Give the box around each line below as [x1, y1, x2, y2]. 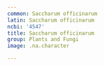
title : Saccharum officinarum [7, 29, 95, 37]
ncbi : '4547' [7, 23, 45, 30]
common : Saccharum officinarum [7, 10, 98, 17]
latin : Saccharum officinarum [7, 17, 95, 24]
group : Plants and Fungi [7, 36, 79, 43]
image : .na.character [7, 42, 70, 49]
